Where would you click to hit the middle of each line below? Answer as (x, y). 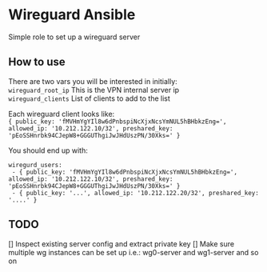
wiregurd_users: (35, 165)
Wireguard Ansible (72, 15)
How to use (37, 62)
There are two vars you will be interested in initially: (93, 81)
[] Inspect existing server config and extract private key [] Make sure (121, 244)
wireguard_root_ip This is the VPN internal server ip (94, 90)
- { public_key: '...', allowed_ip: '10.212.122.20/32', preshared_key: (135, 193)
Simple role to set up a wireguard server (74, 37)
